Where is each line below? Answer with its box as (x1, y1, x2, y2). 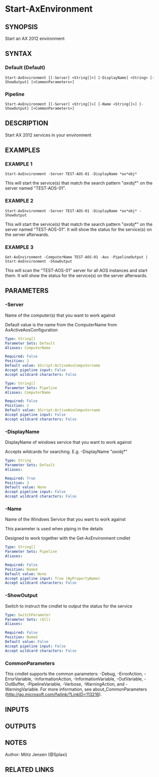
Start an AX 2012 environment (5, 35, 65, 41)
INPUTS (5, 706, 29, 714)
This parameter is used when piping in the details (5, 526, 103, 532)
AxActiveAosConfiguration (5, 327, 58, 333)
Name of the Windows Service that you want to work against (5, 516, 126, 523)
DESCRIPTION (5, 119, 48, 127)
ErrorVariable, (5, 676, 33, 682)
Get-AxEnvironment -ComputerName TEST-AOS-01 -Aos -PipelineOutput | (5, 255, 148, 260)
